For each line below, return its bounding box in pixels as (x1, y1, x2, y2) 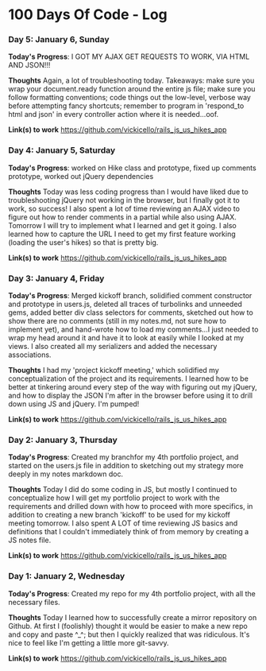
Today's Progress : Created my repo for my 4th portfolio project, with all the (8, 588, 256, 598)
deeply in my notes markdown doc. (8, 469, 124, 479)
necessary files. (8, 597, 61, 607)
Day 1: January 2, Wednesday (8, 571, 125, 582)
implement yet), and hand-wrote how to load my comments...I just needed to (8, 324, 259, 335)
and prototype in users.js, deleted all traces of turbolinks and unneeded (8, 300, 242, 309)
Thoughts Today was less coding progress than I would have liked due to (8, 187, 249, 196)
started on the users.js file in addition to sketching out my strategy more (8, 461, 244, 471)
